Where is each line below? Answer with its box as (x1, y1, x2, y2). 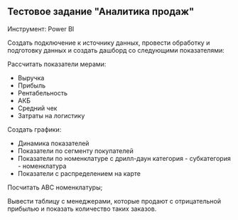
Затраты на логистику (17, 111, 85, 120)
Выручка (17, 73, 45, 82)
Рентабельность (17, 88, 67, 97)
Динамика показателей (17, 139, 90, 147)
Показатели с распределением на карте (17, 169, 141, 177)
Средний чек (17, 103, 58, 112)
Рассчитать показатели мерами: (7, 60, 107, 68)
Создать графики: (7, 125, 62, 134)
